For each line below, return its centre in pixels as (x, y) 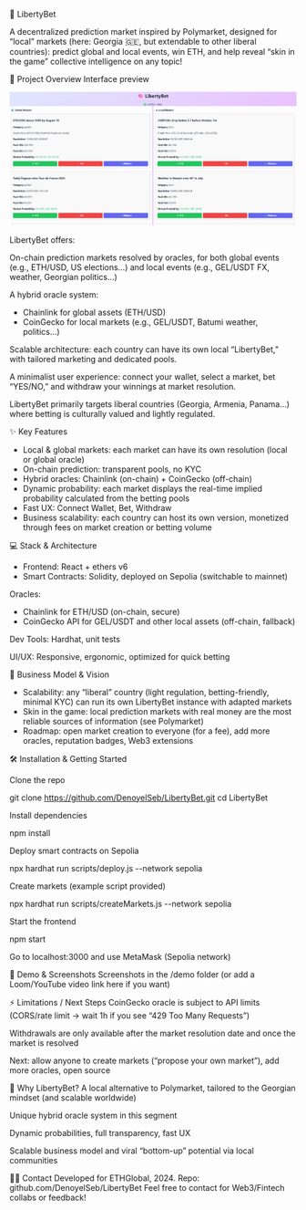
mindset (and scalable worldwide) (73, 1097)
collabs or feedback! (48, 1197)
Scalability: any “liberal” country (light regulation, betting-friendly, (146, 692)
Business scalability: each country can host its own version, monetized (155, 517)
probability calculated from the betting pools (106, 498)
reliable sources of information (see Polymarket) (113, 721)
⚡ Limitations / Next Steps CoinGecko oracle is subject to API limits (135, 1002)
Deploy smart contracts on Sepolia (74, 850)
